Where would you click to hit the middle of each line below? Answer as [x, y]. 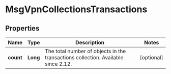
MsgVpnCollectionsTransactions [76, 9]
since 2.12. [59, 64]
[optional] [151, 57]
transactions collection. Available [84, 57]
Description [90, 43]
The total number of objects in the [85, 51]
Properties [22, 28]
